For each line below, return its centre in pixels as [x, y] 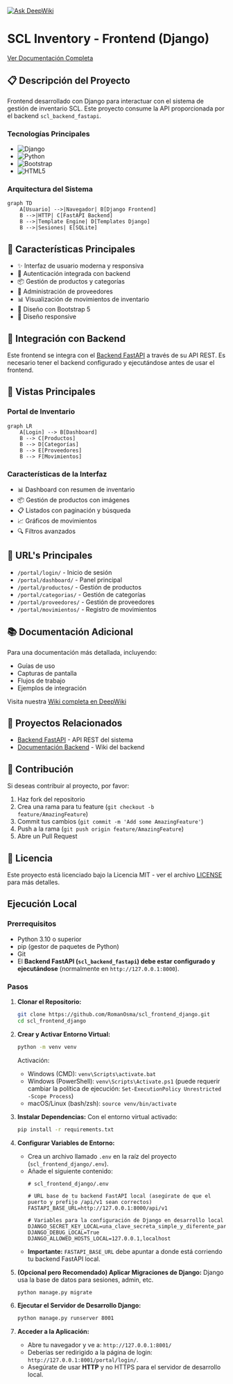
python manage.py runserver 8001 [66, 1318]
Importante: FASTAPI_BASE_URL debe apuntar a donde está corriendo [125, 1251]
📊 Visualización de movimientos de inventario [83, 300]
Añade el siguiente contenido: [70, 1171]
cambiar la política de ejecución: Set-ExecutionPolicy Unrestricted [124, 1089]
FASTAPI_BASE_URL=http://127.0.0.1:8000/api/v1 [97, 1208]
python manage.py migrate [54, 1292]
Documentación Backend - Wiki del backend [81, 747]
